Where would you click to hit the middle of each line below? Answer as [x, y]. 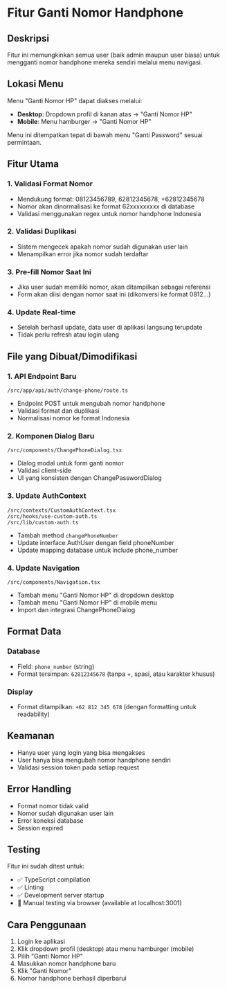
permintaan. [24, 142]
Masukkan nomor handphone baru [66, 963]
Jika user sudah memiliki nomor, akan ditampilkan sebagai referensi [114, 287]
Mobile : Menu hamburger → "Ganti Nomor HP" [84, 121]
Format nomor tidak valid [53, 805]
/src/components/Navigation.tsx [54, 582]
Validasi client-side [44, 471]
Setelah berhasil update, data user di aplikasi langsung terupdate [110, 328]
